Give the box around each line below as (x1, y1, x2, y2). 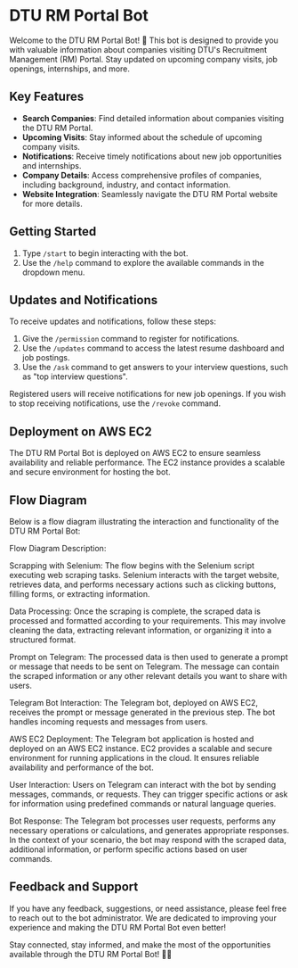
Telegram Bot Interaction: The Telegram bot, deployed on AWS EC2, (9, 698, 259, 707)
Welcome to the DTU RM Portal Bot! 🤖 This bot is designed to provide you (9, 35, 278, 46)
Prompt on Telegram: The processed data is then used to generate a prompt (9, 652, 288, 662)
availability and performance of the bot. (9, 762, 154, 773)
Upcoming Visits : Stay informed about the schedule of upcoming (21, 131, 262, 143)
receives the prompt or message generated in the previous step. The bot (9, 707, 276, 717)
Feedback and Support (9, 880, 139, 895)
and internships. (21, 160, 82, 170)
